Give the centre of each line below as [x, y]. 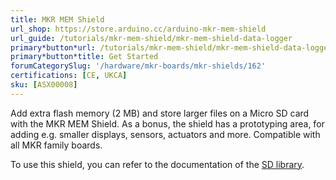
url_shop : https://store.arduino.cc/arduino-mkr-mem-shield [138, 29]
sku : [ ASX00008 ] [44, 85]
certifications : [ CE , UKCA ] [69, 76]
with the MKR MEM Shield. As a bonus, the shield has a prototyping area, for [167, 123]
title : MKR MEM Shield [57, 19]
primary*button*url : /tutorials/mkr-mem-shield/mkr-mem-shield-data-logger [171, 47]
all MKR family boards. [56, 145]
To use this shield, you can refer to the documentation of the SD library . [157, 164]
